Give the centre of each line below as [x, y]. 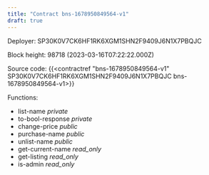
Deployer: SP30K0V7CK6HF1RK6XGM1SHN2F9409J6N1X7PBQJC [104, 41]
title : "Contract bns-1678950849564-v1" [68, 14]
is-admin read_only [46, 164]
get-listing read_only [48, 157]
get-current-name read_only [60, 149]
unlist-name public [45, 141]
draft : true [25, 21]
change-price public [48, 126]
